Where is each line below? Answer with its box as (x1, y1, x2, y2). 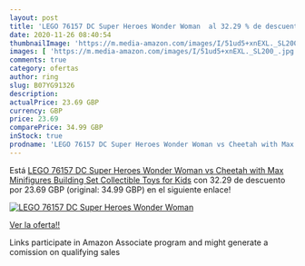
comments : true (9, 55, 67, 64)
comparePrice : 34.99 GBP (9, 123, 103, 133)
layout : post (9, 13, 59, 23)
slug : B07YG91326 (9, 81, 75, 90)
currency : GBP (9, 106, 64, 115)
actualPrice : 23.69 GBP (9, 97, 100, 107)
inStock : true (9, 132, 64, 141)
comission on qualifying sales (9, 246, 121, 257)
